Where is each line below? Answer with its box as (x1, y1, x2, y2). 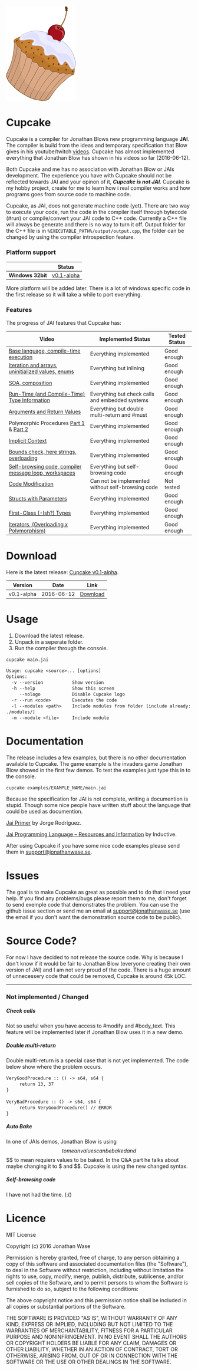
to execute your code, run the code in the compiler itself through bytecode (6, 208, 187, 215)
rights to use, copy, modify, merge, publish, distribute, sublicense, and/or (6, 1273, 184, 1280)
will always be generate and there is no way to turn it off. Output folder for (6, 220, 186, 228)
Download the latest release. (14, 632, 84, 640)
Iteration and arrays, (8, 361, 58, 368)
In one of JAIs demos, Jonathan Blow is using (6, 1138, 117, 1145)
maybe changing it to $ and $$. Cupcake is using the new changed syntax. (6, 1162, 188, 1170)
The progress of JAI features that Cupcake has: (6, 319, 122, 326)
